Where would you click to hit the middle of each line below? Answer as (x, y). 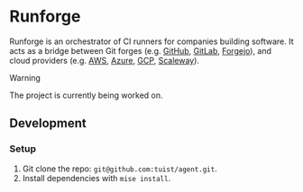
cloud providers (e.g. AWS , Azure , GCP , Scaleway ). (105, 60)
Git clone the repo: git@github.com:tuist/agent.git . (120, 169)
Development (48, 123)
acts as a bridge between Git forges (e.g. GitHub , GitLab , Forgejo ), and (141, 50)
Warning (25, 77)
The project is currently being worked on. (87, 95)
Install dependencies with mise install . (96, 178)
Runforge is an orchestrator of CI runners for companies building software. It (151, 41)
